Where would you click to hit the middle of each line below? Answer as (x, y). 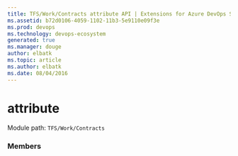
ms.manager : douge (34, 47)
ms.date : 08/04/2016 (38, 73)
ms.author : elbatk (34, 67)
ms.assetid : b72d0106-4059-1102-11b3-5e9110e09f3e (84, 21)
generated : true (31, 40)
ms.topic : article (34, 60)
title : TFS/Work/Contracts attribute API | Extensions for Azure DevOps (117, 14)
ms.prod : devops (31, 27)
